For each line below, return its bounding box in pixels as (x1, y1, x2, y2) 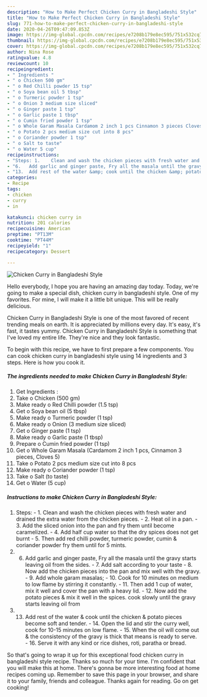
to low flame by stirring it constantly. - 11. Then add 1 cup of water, (25, 581, 193, 588)
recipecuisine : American (7, 225, 71, 232)
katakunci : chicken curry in (7, 214, 82, 220)
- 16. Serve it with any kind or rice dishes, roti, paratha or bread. (25, 639, 187, 647)
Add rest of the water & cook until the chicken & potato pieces (25, 613, 182, 621)
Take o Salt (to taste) (15, 473, 69, 480)
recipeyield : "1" (7, 243, 52, 249)
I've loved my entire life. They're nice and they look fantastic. (7, 333, 162, 341)
